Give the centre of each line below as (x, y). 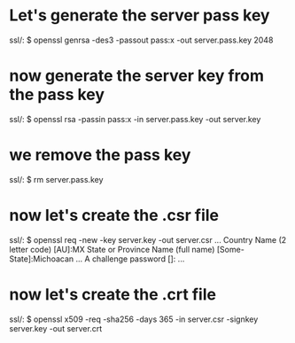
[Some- (231, 249)
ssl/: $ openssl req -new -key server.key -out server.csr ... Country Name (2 (148, 239)
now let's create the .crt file (113, 294)
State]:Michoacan (42, 259)
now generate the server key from (136, 76)
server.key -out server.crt (56, 328)
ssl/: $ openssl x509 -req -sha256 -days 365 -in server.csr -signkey (134, 319)
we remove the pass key (100, 155)
